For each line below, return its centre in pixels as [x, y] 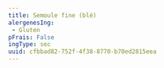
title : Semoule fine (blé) [52, 15]
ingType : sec [30, 45]
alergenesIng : [32, 23]
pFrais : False [32, 37]
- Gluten [26, 30]
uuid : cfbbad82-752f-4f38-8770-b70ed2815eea [82, 52]
